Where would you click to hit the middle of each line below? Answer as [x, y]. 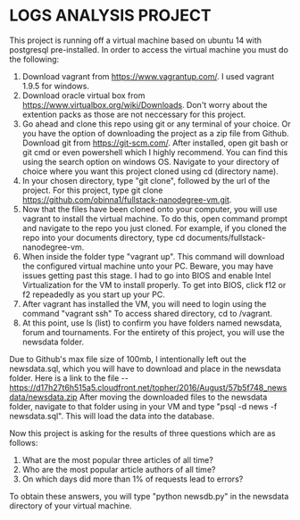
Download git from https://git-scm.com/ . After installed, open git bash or [155, 143]
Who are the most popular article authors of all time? [119, 469]
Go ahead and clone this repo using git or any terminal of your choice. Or [156, 124]
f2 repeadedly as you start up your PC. [93, 294]
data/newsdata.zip [43, 397]
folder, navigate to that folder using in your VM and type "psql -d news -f [143, 406]
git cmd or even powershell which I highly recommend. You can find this [155, 152]
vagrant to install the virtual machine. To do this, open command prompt [155, 219]
